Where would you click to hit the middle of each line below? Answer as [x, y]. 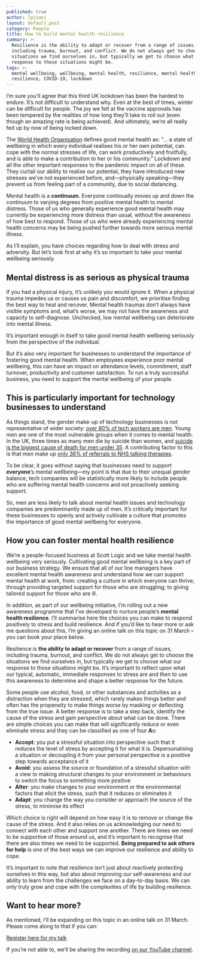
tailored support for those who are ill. [52, 593]
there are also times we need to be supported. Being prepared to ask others [100, 843]
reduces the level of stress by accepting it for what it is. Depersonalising [104, 748]
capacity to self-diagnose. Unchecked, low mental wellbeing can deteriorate [100, 317]
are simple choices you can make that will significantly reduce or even [93, 724]
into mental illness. [29, 324]
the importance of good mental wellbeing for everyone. [74, 522]
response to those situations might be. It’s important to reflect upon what [96, 668]
